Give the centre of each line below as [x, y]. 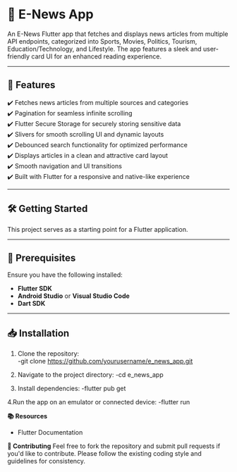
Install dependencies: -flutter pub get [72, 389]
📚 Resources [28, 416]
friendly [19, 56]
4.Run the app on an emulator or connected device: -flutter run [99, 402]
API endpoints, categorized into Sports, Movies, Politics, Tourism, [102, 41]
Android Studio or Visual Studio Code [74, 296]
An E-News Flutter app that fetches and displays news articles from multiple [118, 34]
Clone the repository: [48, 354]
